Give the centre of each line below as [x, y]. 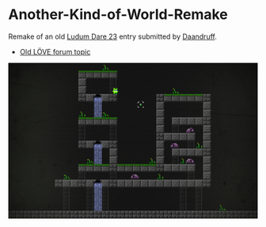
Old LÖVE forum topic [55, 51]
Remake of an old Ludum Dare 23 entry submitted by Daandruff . [113, 36]
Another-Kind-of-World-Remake [118, 15]
